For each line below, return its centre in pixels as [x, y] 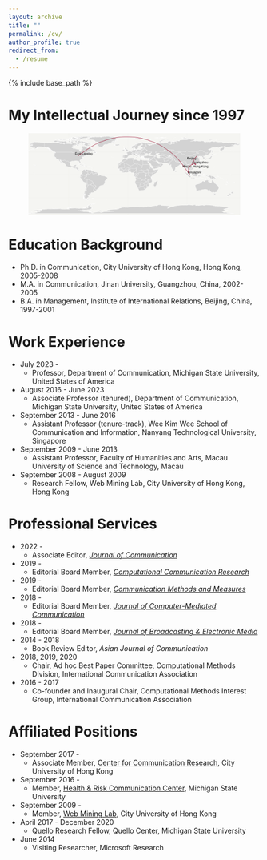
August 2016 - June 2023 [62, 389]
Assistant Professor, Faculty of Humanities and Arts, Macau [130, 457]
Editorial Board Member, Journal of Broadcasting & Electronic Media [145, 631]
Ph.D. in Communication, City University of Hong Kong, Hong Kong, [131, 267]
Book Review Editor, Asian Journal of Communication [120, 648]
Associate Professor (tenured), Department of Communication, [135, 398]
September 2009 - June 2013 [68, 449]
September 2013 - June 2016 [68, 415]
